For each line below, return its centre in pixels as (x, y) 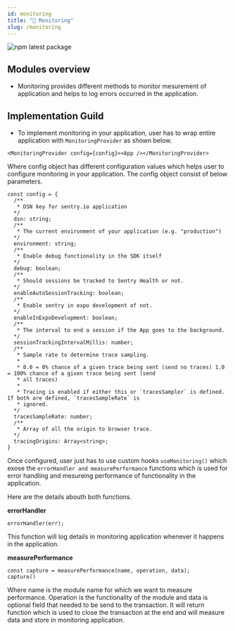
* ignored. (33, 404)
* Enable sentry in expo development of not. (84, 306)
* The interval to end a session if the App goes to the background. (121, 330)
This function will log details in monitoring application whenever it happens (116, 536)
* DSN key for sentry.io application (72, 207)
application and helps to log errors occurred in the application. (108, 94)
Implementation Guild (56, 116)
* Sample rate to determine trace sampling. (83, 355)
